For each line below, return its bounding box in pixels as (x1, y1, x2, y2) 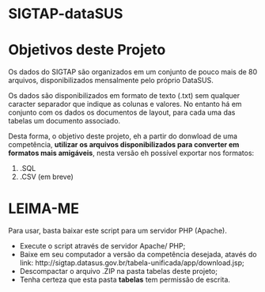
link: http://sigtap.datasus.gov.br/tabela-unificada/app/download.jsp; (19, 258, 244, 267)
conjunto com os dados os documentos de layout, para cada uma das (8, 108, 236, 117)
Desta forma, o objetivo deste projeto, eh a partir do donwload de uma (8, 131, 238, 141)
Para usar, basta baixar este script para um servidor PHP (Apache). (8, 226, 227, 236)
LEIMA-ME (8, 199, 79, 218)
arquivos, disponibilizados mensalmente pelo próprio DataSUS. (8, 76, 214, 85)
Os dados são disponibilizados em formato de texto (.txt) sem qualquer (8, 91, 240, 100)
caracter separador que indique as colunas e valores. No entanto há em (8, 100, 243, 109)
